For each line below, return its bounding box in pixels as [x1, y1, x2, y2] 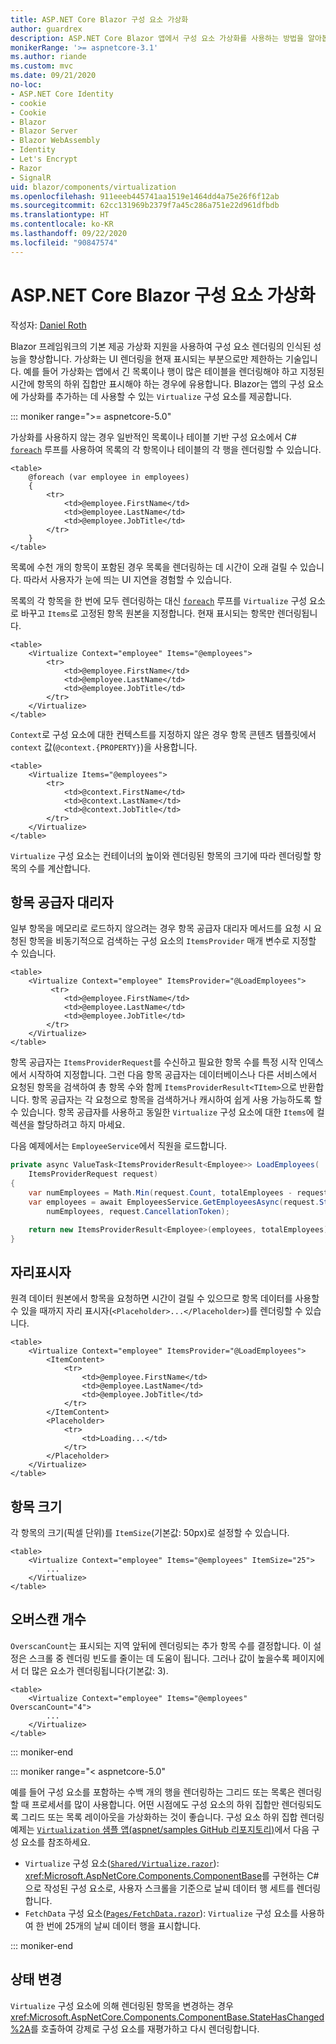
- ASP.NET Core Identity [10, 89, 114, 99]
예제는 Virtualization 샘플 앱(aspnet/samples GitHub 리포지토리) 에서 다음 [10, 1823, 310, 1835]
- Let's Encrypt [10, 154, 78, 164]
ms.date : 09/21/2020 [10, 71, 97, 81]
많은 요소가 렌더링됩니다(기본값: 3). [31, 1664, 169, 1676]
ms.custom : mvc [10, 61, 74, 71]
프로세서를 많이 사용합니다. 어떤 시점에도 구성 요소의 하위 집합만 [31, 1798, 280, 1810]
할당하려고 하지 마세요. [36, 1119, 126, 1131]
